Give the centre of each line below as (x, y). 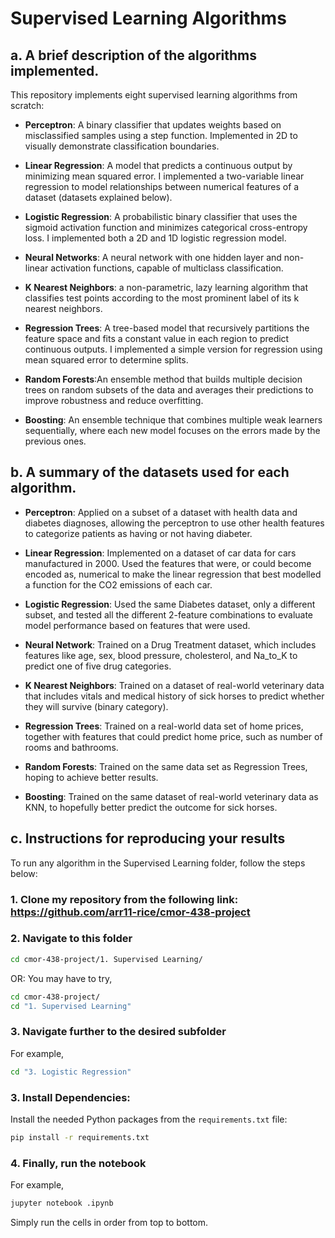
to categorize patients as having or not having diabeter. (138, 533)
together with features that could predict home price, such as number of (173, 736)
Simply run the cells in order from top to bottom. (109, 1222)
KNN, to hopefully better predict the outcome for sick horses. (151, 807)
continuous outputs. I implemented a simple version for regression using (173, 349)
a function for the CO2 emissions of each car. (118, 584)
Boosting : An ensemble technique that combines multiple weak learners (173, 420)
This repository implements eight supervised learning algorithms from (154, 95)
